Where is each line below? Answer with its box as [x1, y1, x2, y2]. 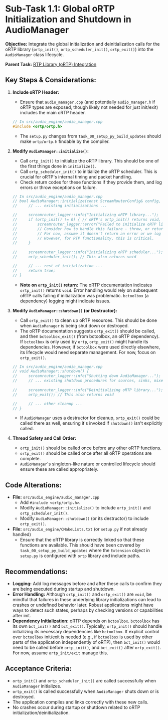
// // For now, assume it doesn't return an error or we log [12, 231, 161, 236]
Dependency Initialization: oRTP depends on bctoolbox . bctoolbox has [12, 618, 159, 624]
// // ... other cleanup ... [12, 401, 83, 406]
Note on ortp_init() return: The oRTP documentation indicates [20, 282, 152, 288]
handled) [12, 531, 32, 537]
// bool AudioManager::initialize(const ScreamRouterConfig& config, [12, 199, 161, 204]
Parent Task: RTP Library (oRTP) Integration [5, 61, 97, 67]
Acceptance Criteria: [5, 664, 72, 673]
